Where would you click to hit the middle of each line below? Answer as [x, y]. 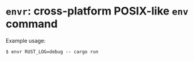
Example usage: [26, 40]
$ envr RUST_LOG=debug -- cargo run [52, 52]
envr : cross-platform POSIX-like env [97, 11]
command [32, 24]
